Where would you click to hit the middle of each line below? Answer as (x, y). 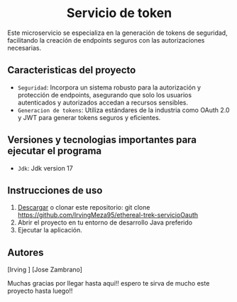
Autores (26, 253)
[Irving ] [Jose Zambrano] (45, 270)
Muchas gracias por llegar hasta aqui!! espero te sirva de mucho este (109, 284)
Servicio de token (119, 13)
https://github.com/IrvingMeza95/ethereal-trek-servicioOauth (108, 215)
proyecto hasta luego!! (40, 291)
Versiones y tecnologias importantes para (102, 140)
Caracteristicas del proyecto (72, 70)
